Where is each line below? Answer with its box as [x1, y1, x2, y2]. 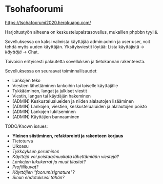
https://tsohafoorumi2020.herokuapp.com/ [5, 20, 91, 25]
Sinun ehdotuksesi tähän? [12, 174, 65, 180]
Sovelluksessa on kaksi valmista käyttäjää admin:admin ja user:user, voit [5, 38, 150, 45]
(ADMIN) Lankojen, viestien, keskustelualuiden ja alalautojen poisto [12, 103, 147, 109]
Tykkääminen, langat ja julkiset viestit [12, 88, 87, 93]
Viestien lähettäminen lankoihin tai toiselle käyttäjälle [12, 82, 118, 89]
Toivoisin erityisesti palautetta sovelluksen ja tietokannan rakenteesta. [5, 58, 145, 64]
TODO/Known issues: [5, 123, 48, 129]
